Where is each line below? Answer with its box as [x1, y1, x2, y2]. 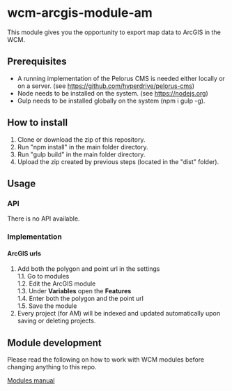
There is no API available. [7, 214, 80, 223]
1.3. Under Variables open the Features [17, 287, 132, 295]
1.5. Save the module [17, 302, 77, 310]
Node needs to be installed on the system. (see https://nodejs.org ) [17, 89, 209, 97]
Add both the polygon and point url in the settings [17, 265, 160, 273]
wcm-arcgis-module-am [7, 5, 153, 21]
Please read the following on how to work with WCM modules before [7, 355, 205, 364]
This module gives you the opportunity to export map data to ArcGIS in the [7, 28, 221, 36]
